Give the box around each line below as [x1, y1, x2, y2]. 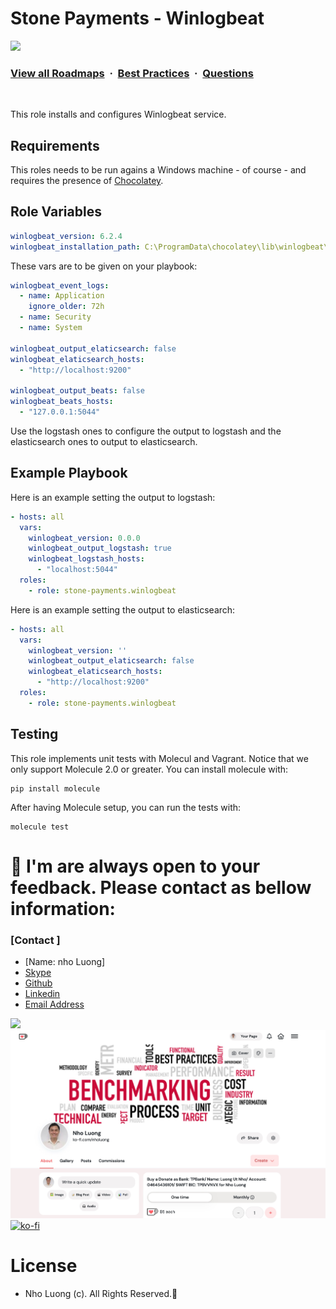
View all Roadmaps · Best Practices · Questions [10, 66, 254, 80]
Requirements [10, 137, 100, 154]
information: [10, 897, 116, 920]
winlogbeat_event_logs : [10, 280, 110, 291]
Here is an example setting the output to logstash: [10, 491, 216, 503]
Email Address [24, 998, 85, 1011]
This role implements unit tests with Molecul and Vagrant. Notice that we [10, 752, 309, 764]
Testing [10, 726, 59, 743]
